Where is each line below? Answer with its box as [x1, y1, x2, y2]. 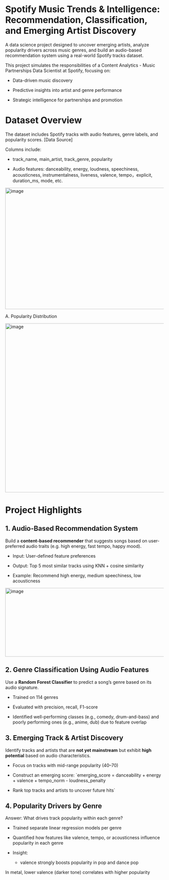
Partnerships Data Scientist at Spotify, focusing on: [5, 67, 111, 74]
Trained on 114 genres [12, 694, 59, 700]
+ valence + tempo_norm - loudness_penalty [12, 777, 106, 783]
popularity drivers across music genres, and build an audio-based [5, 47, 142, 53]
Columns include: [5, 146, 42, 152]
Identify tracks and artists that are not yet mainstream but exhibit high [5, 747, 152, 753]
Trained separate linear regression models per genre [12, 825, 122, 831]
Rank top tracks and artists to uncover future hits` [12, 787, 116, 793]
